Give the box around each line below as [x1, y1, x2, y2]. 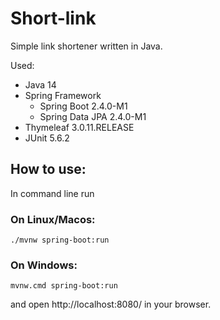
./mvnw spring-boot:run [10, 235, 110, 246]
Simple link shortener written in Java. [10, 40, 163, 52]
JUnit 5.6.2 [24, 132, 70, 144]
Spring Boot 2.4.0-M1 [39, 100, 128, 112]
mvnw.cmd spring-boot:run [10, 281, 118, 291]
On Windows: [10, 258, 78, 272]
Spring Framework [24, 89, 102, 101]
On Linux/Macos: [10, 212, 96, 226]
